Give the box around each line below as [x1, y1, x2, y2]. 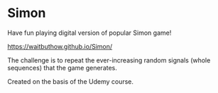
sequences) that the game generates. [7, 63, 117, 72]
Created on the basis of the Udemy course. [7, 77, 133, 86]
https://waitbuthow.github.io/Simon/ [7, 42, 113, 50]
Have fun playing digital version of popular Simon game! [7, 28, 172, 37]
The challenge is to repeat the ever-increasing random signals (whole [7, 55, 211, 65]
